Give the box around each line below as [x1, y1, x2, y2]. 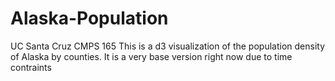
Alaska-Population [10, 7, 169, 30]
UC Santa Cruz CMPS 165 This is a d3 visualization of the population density [10, 40, 326, 52]
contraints [10, 61, 52, 73]
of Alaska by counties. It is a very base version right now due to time [10, 50, 293, 62]
